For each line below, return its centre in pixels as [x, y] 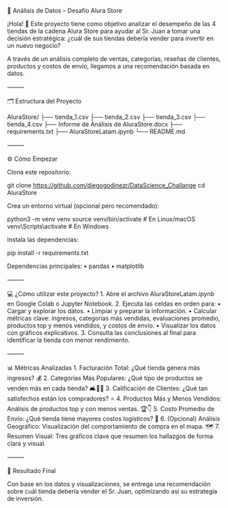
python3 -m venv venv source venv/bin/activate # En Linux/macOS [101, 219]
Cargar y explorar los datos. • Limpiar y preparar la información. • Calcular [112, 311]
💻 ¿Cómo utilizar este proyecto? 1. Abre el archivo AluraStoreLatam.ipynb [111, 294]
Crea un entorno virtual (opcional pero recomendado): [83, 206]
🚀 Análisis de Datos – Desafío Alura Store [65, 11]
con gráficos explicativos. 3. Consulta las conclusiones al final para [102, 333]
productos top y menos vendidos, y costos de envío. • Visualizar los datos [112, 325]
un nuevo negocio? [34, 45]
